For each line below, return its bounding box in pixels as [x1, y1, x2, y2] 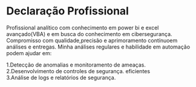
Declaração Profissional [6, 4, 129, 18]
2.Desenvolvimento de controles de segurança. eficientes [6, 67, 150, 74]
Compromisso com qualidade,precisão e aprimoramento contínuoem [6, 37, 178, 44]
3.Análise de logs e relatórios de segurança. [6, 74, 116, 81]
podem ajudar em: [6, 49, 52, 56]
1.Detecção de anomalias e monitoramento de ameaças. [6, 61, 146, 68]
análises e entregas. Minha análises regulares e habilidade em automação [6, 43, 191, 50]
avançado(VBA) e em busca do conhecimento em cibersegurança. [6, 30, 172, 37]
